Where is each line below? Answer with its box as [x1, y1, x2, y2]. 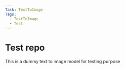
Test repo [5, 42, 45, 53]
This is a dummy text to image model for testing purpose [5, 59, 120, 65]
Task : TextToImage [5, 7, 43, 12]
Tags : [5, 12, 16, 17]
